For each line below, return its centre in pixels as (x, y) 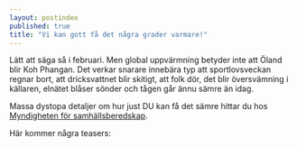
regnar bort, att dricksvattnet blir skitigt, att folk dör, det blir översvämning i (149, 79)
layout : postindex (44, 18)
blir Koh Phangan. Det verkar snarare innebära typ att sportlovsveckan (140, 69)
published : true (40, 26)
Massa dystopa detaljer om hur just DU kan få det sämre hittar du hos (139, 106)
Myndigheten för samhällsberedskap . (79, 116)
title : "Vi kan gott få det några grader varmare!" (108, 34)
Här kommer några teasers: (60, 133)
